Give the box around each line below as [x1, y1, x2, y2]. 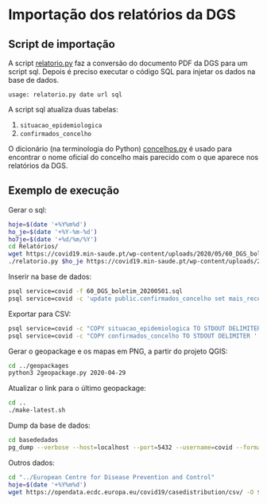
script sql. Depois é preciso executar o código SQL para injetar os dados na [8, 67, 256, 76]
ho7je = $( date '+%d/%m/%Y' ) [8, 235, 98, 244]
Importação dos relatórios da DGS [8, 6, 236, 24]
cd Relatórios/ [8, 243, 59, 251]
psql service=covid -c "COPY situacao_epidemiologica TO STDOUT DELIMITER [8, 324, 261, 332]
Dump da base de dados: [8, 420, 91, 431]
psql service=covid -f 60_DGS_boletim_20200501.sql [8, 287, 183, 295]
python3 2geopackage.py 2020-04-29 [8, 369, 126, 377]
